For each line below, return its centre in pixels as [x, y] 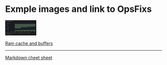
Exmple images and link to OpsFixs [79, 9]
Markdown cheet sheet [29, 58]
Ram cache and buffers [29, 44]
